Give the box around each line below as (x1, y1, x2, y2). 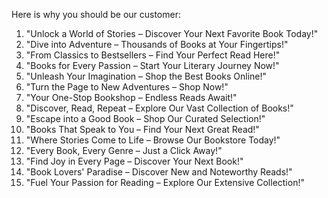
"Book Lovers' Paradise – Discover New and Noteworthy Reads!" (25, 166, 293, 178)
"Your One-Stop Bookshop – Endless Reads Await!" (25, 92, 238, 103)
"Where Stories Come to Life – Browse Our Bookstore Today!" (25, 134, 281, 146)
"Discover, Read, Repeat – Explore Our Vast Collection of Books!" (25, 102, 294, 114)
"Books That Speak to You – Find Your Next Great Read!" (25, 124, 260, 135)
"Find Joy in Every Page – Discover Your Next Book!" (25, 155, 244, 167)
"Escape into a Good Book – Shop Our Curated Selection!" (25, 113, 266, 124)
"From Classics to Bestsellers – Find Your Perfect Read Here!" (25, 49, 281, 61)
